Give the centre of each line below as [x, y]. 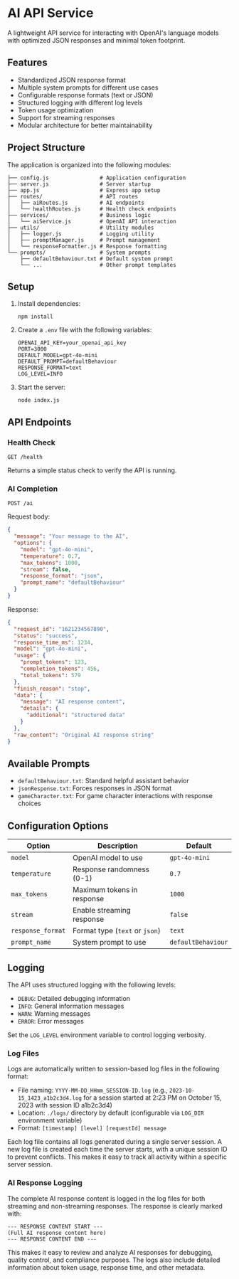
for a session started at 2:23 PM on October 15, [152, 1098]
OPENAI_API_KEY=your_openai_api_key [72, 343]
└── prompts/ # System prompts [79, 253]
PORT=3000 [32, 349]
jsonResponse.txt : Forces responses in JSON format [95, 788]
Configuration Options [58, 826]
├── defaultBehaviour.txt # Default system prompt [97, 259]
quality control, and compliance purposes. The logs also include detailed [114, 1260]
